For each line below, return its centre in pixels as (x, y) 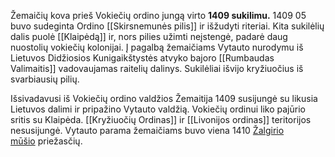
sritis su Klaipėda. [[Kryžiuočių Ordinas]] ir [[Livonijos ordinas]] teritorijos (161, 119)
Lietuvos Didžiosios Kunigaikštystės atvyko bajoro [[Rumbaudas (142, 58)
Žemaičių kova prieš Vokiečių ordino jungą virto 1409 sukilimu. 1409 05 (158, 15)
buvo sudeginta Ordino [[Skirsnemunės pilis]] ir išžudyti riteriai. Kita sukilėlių (167, 26)
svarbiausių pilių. (45, 79)
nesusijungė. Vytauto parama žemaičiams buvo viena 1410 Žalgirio (147, 130)
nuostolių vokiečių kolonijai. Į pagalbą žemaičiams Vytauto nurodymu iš (157, 47)
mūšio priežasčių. (46, 141)
